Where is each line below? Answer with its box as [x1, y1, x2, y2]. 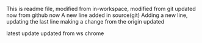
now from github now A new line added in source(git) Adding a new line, [6, 12, 188, 19]
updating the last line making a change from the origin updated [6, 18, 165, 25]
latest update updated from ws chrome [6, 30, 104, 37]
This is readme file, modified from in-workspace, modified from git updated [6, 5, 197, 12]
